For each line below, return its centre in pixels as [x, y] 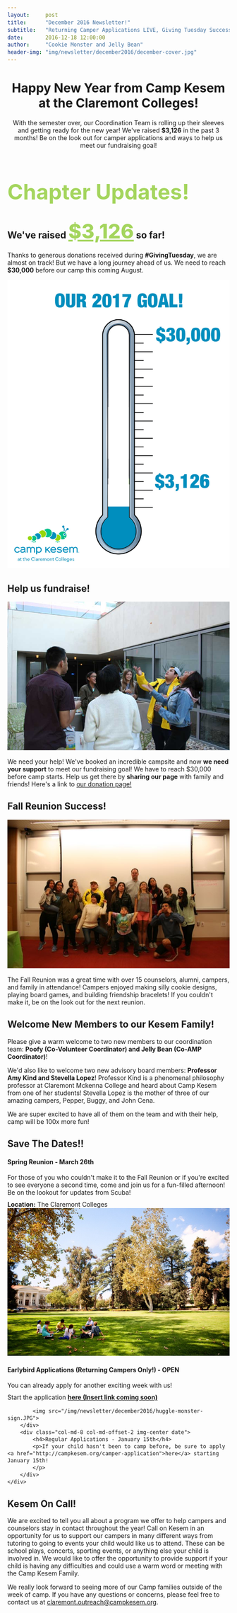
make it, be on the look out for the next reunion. [77, 1002]
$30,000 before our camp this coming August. [75, 270]
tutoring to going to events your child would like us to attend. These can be [116, 1544]
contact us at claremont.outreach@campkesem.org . [83, 1602]
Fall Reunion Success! [57, 806]
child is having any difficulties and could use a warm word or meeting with [115, 1566]
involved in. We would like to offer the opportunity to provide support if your [117, 1559]
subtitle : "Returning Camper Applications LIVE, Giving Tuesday [107, 30]
